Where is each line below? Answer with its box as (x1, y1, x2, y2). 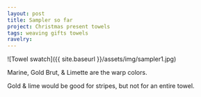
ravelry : (7, 36, 33, 43)
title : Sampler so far (7, 17, 73, 24)
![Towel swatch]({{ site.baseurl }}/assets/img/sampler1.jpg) (7, 55, 177, 63)
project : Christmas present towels (7, 23, 111, 30)
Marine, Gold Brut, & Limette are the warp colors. (7, 69, 147, 77)
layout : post (7, 10, 45, 17)
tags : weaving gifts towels (7, 29, 89, 37)
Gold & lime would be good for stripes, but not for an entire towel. (7, 82, 195, 90)
